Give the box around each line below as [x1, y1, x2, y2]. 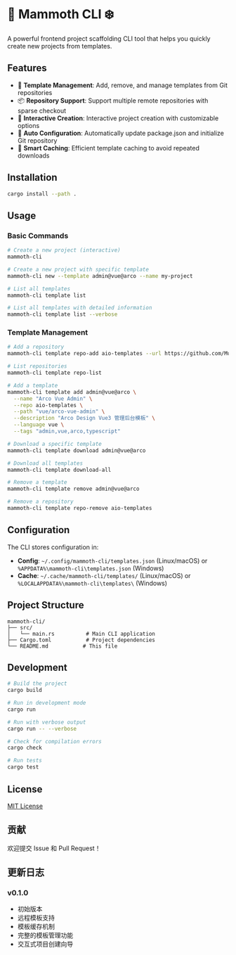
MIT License [7, 802, 44, 810]
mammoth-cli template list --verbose [7, 311, 118, 318]
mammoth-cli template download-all [7, 466, 112, 473]
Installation [7, 172, 58, 184]
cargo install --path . [7, 190, 77, 198]
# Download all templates [7, 459, 83, 467]
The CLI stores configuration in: [7, 543, 99, 551]
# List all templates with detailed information [7, 305, 152, 312]
